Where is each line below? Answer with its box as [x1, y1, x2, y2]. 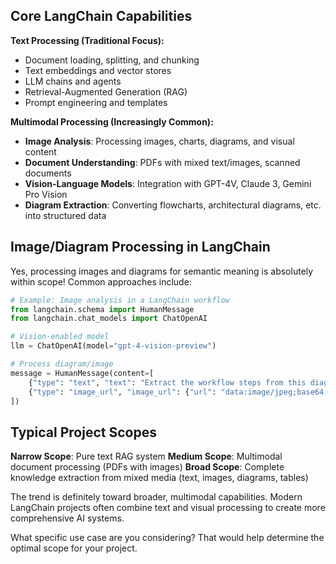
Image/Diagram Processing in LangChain [10, 239, 271, 256]
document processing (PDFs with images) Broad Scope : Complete [10, 461, 285, 473]
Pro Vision [24, 188, 68, 200]
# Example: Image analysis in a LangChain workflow [10, 295, 230, 305]
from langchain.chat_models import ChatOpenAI [10, 314, 208, 324]
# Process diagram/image [10, 359, 114, 369]
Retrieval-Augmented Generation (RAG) [24, 85, 188, 98]
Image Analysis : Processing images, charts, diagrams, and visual [24, 135, 295, 147]
